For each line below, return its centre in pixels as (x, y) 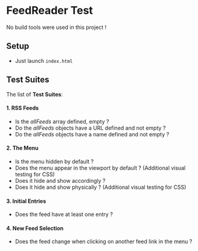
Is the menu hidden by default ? (54, 161)
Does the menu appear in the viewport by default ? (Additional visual (100, 168)
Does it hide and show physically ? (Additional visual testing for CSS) (101, 187)
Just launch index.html (44, 60)
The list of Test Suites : (35, 94)
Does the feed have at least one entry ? (64, 214)
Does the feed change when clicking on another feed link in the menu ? (104, 241)
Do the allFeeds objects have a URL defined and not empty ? (90, 128)
